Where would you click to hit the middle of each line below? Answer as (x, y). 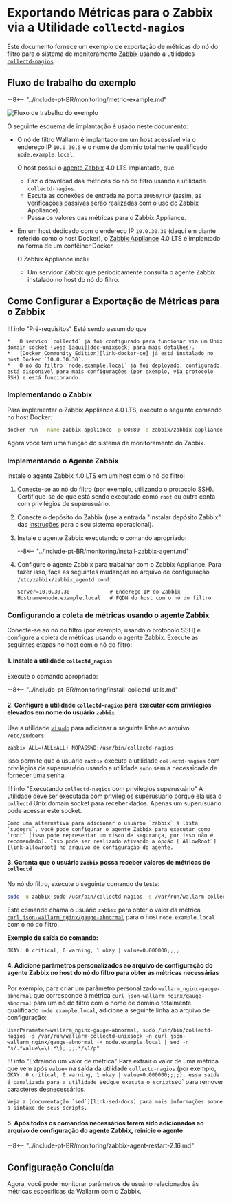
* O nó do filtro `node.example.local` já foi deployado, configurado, (115, 365)
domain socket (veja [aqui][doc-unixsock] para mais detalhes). (101, 347)
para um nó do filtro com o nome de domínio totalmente (112, 1003)
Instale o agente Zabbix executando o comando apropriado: (102, 538)
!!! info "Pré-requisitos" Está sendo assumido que (77, 328)
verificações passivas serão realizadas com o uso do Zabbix (113, 203)
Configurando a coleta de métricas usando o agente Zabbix (108, 615)
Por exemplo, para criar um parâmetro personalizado (82, 988)
